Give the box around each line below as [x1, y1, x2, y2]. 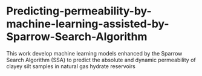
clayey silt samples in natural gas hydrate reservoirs [6, 62, 136, 70]
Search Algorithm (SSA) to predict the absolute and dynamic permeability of [6, 56, 196, 63]
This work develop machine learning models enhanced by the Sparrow [6, 49, 183, 57]
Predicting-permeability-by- [6, 4, 152, 18]
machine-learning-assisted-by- [6, 17, 169, 31]
